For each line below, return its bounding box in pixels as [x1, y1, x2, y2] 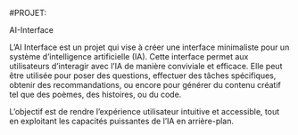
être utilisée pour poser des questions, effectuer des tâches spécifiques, [9, 70, 277, 81]
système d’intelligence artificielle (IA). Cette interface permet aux [9, 52, 249, 61]
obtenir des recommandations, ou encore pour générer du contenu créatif [9, 80, 281, 90]
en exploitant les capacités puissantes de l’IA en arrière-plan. [9, 115, 235, 126]
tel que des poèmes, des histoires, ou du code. [9, 89, 182, 99]
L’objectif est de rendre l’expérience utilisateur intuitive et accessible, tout [9, 107, 280, 116]
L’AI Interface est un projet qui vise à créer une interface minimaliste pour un [9, 42, 290, 52]
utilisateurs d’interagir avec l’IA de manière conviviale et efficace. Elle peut [9, 61, 283, 71]
